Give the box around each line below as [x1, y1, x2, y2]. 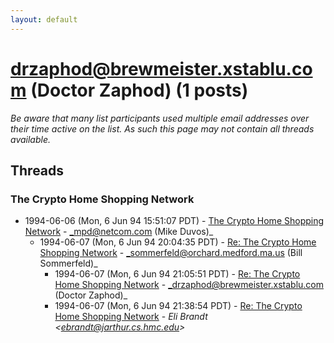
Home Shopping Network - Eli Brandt [54, 311, 208, 323]
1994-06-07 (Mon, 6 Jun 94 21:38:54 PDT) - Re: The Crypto [54, 300, 303, 312]
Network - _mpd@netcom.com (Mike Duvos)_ [24, 226, 214, 238]
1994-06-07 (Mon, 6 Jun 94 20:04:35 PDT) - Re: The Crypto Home [39, 236, 317, 248]
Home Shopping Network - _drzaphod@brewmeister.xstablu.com [54, 279, 324, 291]
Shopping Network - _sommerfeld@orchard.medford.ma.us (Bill [39, 247, 303, 259]
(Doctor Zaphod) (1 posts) [30, 79, 249, 101]
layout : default [10, 14, 78, 25]
